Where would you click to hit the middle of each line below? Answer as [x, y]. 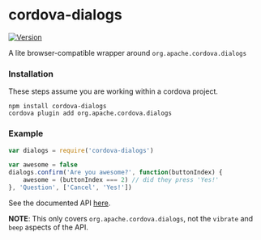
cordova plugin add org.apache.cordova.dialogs [90, 114]
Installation [31, 74]
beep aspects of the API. [49, 227]
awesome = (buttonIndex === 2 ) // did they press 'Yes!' [121, 180]
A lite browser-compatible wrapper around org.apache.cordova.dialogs [128, 53]
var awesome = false [43, 165]
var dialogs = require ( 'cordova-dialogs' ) [81, 150]
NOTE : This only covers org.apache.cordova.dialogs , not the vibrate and [131, 218]
